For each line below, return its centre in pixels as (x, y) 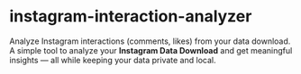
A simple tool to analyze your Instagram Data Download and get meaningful (151, 50)
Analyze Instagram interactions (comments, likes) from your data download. (150, 41)
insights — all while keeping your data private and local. (113, 60)
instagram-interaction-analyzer (131, 16)
